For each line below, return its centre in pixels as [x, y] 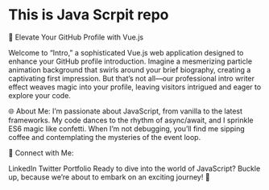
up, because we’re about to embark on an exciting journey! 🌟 [110, 177]
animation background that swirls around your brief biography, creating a [130, 69]
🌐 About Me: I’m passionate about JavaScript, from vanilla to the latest [126, 111]
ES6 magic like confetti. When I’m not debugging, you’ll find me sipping [127, 128]
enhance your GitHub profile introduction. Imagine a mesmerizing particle [130, 61]
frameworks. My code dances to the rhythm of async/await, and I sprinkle [131, 120]
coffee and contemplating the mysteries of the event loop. [105, 137]
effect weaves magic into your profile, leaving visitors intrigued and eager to [135, 87]
